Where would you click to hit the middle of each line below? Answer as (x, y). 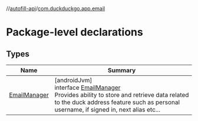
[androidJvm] (73, 80)
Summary (122, 70)
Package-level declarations (75, 32)
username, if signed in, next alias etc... (108, 110)
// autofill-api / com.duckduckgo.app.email (55, 9)
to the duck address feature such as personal (117, 102)
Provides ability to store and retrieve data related (122, 95)
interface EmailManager (88, 88)
